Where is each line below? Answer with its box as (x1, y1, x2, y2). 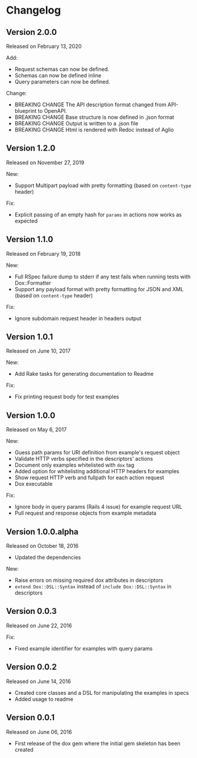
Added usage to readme (14, 695, 74, 702)
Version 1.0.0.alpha (6, 526, 79, 536)
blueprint (14, 108, 37, 114)
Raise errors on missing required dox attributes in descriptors (14, 577, 163, 584)
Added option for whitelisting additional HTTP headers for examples (14, 468, 179, 475)
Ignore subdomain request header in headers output (14, 314, 142, 322)
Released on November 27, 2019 (6, 159, 85, 166)
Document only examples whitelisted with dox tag (14, 461, 134, 469)
